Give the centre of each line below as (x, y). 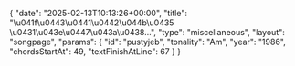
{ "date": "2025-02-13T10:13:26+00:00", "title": (99, 13)
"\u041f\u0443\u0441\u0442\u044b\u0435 (92, 23)
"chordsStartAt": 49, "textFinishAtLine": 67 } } (95, 52)
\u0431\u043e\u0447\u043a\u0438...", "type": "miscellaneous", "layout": (147, 32)
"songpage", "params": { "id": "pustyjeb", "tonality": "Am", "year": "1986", (147, 42)
